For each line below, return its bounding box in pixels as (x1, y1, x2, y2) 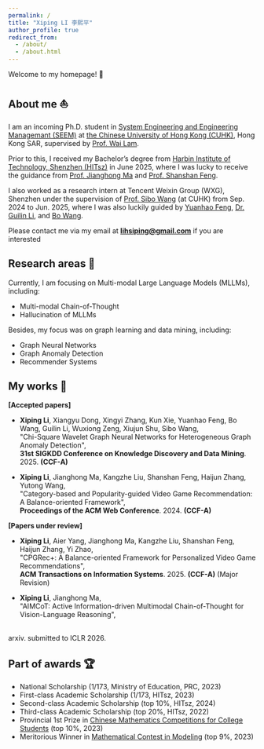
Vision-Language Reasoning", (19, 610, 116, 619)
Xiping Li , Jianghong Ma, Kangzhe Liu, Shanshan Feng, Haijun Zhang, (19, 473, 247, 482)
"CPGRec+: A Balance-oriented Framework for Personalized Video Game (19, 553, 256, 562)
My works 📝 (8, 380, 68, 393)
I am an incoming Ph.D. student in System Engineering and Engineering (8, 122, 238, 131)
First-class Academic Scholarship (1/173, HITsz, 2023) (19, 690, 195, 700)
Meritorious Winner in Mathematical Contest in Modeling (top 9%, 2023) (19, 732, 254, 742)
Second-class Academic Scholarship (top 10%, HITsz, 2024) (19, 699, 216, 708)
